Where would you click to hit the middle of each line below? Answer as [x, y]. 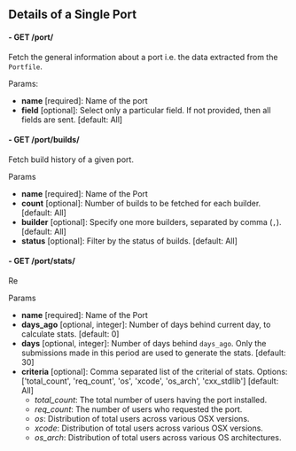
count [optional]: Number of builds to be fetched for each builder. [141, 203]
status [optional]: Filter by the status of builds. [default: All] [129, 241]
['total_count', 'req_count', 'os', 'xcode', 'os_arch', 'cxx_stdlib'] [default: [150, 381]
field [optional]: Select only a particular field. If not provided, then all [146, 110]
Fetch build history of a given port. [71, 159]
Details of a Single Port [73, 15]
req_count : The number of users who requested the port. [138, 409]
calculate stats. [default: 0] [70, 334]
